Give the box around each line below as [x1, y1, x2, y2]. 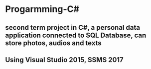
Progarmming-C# [5, 3, 80, 15]
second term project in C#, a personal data [5, 23, 141, 32]
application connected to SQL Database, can [5, 31, 147, 39]
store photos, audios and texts [5, 39, 102, 47]
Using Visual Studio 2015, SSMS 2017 [5, 56, 124, 64]
